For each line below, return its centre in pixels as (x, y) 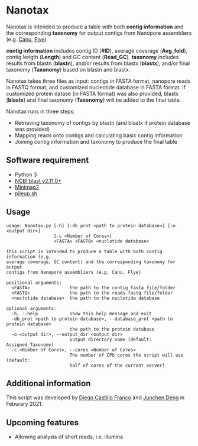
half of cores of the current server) (117, 365)
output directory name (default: (111, 340)
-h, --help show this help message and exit (82, 314)
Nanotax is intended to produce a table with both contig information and (95, 27)
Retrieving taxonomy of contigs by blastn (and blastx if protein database (102, 122)
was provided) (32, 129)
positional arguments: (34, 282)
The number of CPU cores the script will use (126, 355)
